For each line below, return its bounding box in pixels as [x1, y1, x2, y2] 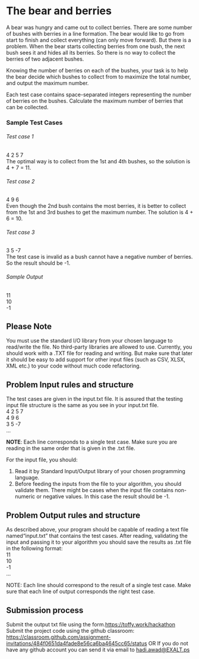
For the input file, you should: [6, 456, 78, 464]
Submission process [6, 605, 84, 615]
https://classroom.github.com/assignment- [6, 633, 111, 641]
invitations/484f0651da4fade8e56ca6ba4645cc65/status [6, 639, 147, 647]
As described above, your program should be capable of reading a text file [6, 526, 189, 533]
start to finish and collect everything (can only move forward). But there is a [6, 36, 191, 43]
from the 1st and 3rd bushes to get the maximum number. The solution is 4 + [6, 209, 194, 216]
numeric [14, 493, 36, 500]
